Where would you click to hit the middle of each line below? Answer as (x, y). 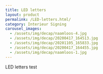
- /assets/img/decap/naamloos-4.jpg (48, 33)
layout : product (22, 15)
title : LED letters (26, 10)
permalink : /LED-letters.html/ (38, 19)
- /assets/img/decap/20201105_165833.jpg (54, 43)
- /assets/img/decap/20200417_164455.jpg (54, 48)
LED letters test (21, 67)
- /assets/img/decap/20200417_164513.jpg (54, 39)
